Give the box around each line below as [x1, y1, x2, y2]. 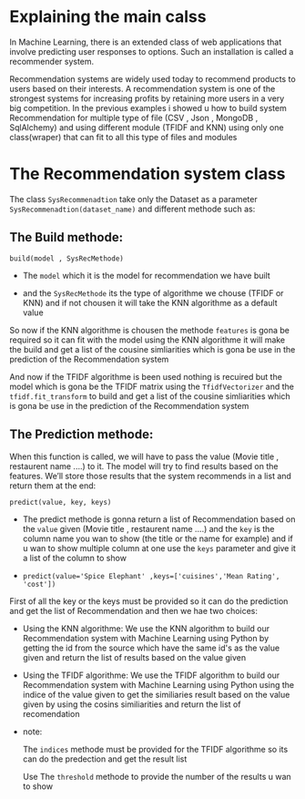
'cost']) [22, 579, 56, 589]
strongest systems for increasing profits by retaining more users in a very [9, 93, 285, 104]
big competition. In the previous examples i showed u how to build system [9, 102, 287, 113]
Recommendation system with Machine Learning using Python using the [22, 679, 294, 690]
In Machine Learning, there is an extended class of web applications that [9, 36, 282, 47]
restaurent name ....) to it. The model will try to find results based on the [9, 460, 279, 471]
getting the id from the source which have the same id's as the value [22, 642, 280, 653]
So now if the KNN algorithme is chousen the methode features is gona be [9, 324, 290, 335]
